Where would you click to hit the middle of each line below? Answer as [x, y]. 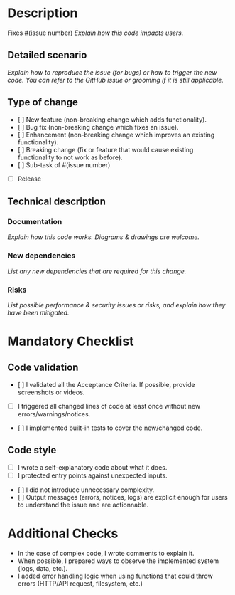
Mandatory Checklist [71, 341]
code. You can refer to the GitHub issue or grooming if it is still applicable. [115, 80]
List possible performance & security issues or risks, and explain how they [116, 305]
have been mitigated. [38, 312]
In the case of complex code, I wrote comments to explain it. [106, 553]
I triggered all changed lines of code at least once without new [109, 406]
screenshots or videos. [51, 392]
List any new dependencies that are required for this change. [97, 271]
